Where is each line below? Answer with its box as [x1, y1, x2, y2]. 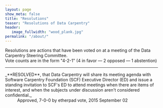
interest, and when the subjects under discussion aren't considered [5, 87, 140, 93]
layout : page [5, 7, 32, 12]
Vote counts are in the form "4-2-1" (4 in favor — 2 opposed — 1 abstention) [5, 58, 157, 63]
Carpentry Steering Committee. [5, 52, 68, 58]
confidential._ [5, 92, 32, 98]
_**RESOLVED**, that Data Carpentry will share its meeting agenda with [5, 71, 151, 77]
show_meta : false [5, 12, 40, 16]
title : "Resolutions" [5, 16, 49, 21]
